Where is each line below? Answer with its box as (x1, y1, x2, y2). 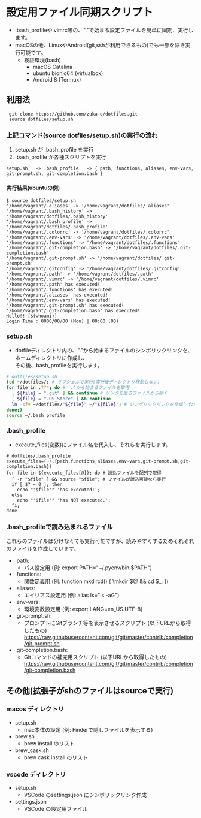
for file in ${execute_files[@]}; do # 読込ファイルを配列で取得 (6, 470, 162, 476)
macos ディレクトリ (6, 705, 65, 713)
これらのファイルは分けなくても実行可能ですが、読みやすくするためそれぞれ (6, 538, 194, 545)
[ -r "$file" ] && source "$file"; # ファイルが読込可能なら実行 (11, 476, 166, 482)
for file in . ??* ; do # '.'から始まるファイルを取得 (6, 385, 130, 391)
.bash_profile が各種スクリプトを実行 (14, 153, 106, 161)
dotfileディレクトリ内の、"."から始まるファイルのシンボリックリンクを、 (14, 346, 193, 354)
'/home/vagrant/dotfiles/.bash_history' (6, 213, 109, 219)
